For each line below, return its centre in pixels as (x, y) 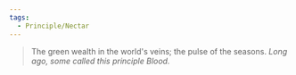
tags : (19, 17)
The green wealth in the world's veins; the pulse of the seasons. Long (159, 51)
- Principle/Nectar (53, 26)
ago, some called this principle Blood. (100, 61)
